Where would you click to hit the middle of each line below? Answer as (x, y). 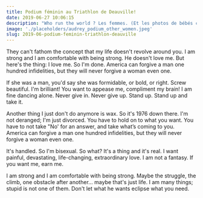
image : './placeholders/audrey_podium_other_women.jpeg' (79, 29)
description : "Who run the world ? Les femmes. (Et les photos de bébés (100, 23)
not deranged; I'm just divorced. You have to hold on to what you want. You (100, 120)
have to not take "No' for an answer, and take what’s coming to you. (91, 127)
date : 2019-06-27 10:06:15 (40, 18)
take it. (14, 102)
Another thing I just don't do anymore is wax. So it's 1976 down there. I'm (97, 114)
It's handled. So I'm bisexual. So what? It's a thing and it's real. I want (92, 151)
